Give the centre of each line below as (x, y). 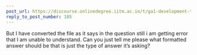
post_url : (18, 11)
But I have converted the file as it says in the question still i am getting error (97, 33)
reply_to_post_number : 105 (39, 17)
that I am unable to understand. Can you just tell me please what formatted (96, 39)
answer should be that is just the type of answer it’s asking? (78, 45)
